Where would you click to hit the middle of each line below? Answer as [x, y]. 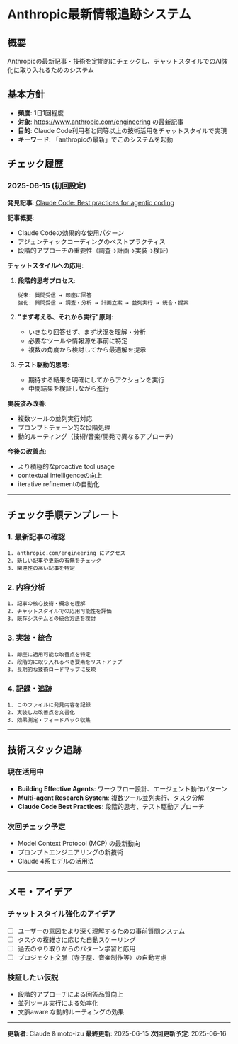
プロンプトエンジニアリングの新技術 [70, 852]
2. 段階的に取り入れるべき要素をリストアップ [65, 662]
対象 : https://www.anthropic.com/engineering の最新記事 [101, 122]
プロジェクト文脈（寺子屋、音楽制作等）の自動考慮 [92, 957]
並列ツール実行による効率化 [58, 1003]
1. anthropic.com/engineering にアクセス [67, 553]
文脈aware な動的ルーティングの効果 [71, 1012]
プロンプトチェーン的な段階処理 [64, 427]
